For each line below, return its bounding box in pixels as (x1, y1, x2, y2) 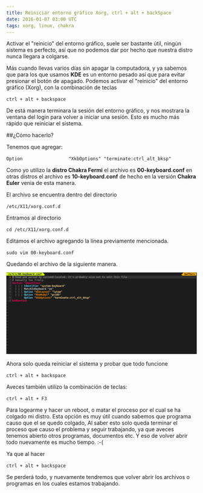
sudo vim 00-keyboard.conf (6, 250, 74, 256)
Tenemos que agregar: (6, 143, 63, 151)
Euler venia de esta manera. (6, 179, 77, 187)
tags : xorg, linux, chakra (6, 22, 74, 29)
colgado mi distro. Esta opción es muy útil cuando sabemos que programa (6, 413, 192, 420)
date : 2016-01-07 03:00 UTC (6, 16, 77, 22)
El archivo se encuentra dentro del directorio (6, 191, 117, 198)
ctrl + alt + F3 (6, 396, 47, 402)
